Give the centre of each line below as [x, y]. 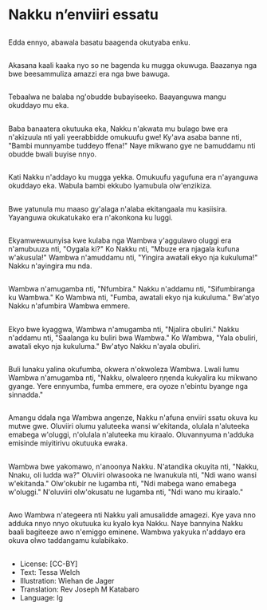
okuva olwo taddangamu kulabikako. [69, 541]
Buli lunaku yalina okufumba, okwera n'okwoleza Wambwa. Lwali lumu [124, 370]
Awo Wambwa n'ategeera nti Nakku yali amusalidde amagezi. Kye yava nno [132, 515]
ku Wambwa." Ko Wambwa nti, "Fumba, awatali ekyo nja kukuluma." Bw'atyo [134, 298]
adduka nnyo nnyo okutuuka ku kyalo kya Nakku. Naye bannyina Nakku [126, 524]
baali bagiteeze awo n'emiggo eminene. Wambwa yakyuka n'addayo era [127, 532]
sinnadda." [26, 395]
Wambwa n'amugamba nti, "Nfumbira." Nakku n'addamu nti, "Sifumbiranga [132, 289]
